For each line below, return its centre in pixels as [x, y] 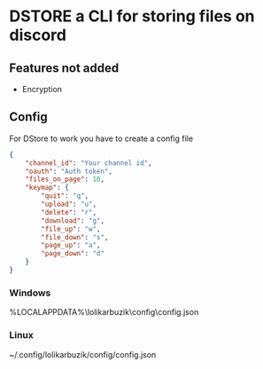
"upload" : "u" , [69, 204]
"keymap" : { [47, 188]
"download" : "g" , [73, 220]
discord [38, 35]
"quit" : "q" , [65, 196]
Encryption [42, 89]
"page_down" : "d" [73, 254]
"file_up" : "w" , [71, 229]
